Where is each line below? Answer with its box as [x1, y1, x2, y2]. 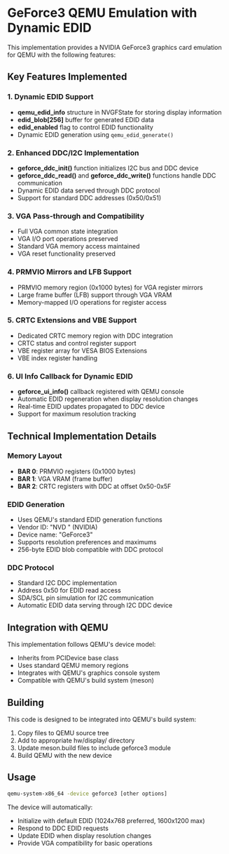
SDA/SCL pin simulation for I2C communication [17, 593, 154, 602]
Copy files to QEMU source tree [17, 729, 110, 737]
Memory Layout [7, 451, 62, 461]
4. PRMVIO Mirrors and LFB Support [7, 267, 132, 277]
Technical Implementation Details [7, 430, 157, 442]
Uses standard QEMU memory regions [17, 662, 129, 670]
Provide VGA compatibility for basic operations [17, 839, 153, 847]
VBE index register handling [17, 353, 98, 362]
